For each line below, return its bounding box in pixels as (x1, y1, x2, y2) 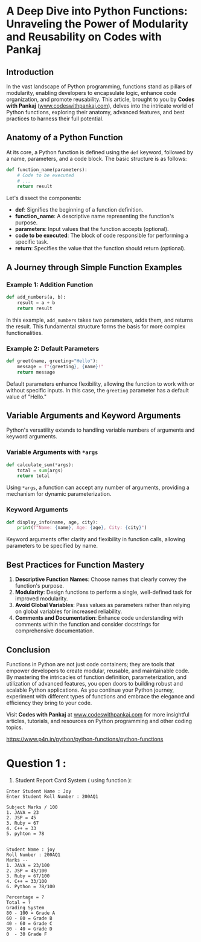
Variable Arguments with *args (6, 448, 98, 456)
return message (17, 369, 56, 375)
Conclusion (6, 645, 51, 655)
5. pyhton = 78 (6, 830, 45, 837)
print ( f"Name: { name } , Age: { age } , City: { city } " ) (17, 525, 147, 531)
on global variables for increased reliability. (14, 608, 123, 615)
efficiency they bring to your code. (6, 699, 92, 706)
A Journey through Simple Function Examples (6, 262, 182, 273)
